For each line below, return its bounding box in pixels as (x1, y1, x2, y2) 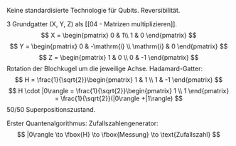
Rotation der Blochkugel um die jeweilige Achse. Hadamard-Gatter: (6, 64, 203, 73)
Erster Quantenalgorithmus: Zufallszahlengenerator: (6, 119, 159, 127)
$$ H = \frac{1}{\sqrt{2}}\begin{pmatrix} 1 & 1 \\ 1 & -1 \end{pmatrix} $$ (14, 75, 223, 84)
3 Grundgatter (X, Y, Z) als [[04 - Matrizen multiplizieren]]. (6, 20, 177, 28)
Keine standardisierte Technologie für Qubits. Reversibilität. (6, 6, 181, 14)
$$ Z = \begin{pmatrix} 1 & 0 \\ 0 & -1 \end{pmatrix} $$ (38, 53, 199, 61)
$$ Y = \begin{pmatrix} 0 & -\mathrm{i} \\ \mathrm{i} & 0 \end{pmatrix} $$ (9, 42, 228, 51)
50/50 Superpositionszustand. (6, 105, 96, 113)
